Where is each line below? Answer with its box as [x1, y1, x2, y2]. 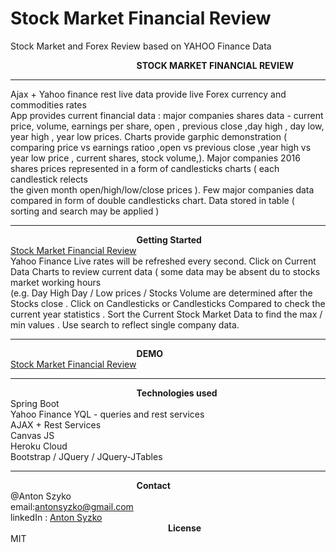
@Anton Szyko [10, 490, 72, 502]
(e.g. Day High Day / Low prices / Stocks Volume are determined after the [10, 287, 313, 299]
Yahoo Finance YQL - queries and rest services [10, 408, 205, 420]
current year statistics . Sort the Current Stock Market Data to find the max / [10, 308, 323, 320]
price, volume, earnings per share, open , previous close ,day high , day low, [10, 120, 325, 132]
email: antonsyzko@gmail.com [10, 500, 134, 512]
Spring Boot [10, 397, 60, 409]
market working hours [10, 276, 102, 288]
